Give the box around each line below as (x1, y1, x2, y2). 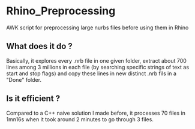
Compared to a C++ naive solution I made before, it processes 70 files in (6, 109, 186, 116)
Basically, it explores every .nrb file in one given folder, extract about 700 (6, 57, 187, 64)
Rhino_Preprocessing (6, 4, 116, 18)
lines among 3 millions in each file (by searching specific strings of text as (6, 63, 190, 70)
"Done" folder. (6, 76, 42, 83)
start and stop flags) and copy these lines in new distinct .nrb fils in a (6, 70, 177, 77)
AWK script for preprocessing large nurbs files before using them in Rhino (6, 24, 189, 31)
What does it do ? (6, 41, 73, 51)
